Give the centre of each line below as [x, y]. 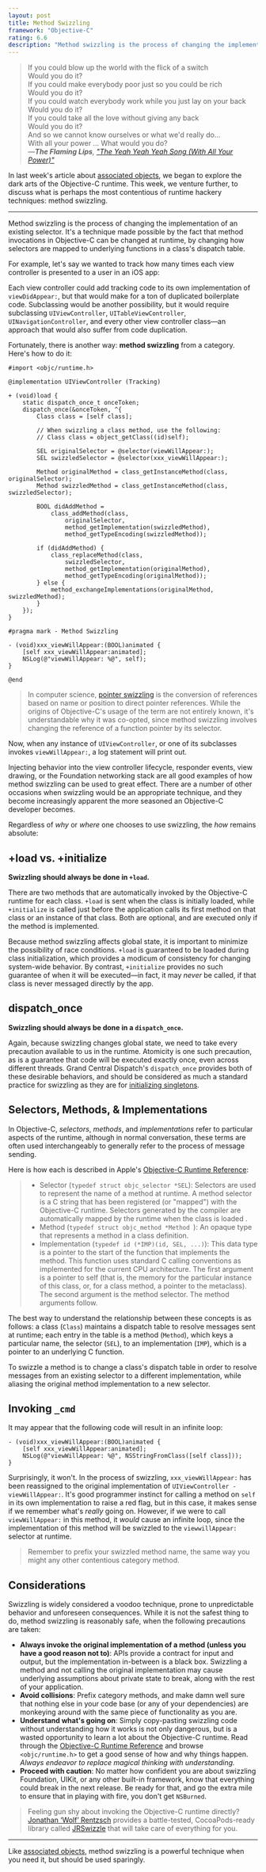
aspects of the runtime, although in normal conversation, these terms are [127, 1137]
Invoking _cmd [42, 1408]
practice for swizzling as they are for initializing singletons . [104, 1085]
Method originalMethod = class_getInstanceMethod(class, [132, 472]
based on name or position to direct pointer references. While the [134, 703]
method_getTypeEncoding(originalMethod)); [136, 576]
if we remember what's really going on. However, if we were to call [117, 1511]
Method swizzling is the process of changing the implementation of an [123, 223]
